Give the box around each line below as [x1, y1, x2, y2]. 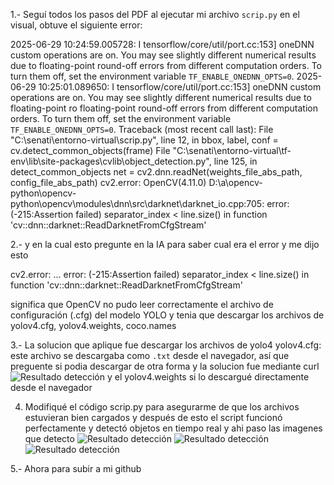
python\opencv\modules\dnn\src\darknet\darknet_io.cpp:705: [10, 198, 265, 209]
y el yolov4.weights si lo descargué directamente [106, 371, 310, 383]
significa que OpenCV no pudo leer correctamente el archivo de [10, 299, 274, 310]
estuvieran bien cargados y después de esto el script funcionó [24, 412, 283, 423]
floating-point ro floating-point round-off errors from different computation [10, 102, 318, 114]
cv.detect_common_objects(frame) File [10, 145, 171, 156]
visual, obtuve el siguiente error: [10, 19, 143, 31]
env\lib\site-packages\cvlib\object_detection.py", [10, 155, 212, 167]
